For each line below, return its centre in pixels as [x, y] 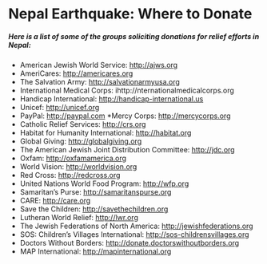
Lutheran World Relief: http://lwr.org [79, 218]
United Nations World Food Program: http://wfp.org [104, 183]
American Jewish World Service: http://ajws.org [99, 65]
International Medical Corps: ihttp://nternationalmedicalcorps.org [127, 91]
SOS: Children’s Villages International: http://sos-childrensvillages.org [134, 234]
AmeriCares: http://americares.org [76, 73]
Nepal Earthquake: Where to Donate [130, 14]
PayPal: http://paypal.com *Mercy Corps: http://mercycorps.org [125, 116]
